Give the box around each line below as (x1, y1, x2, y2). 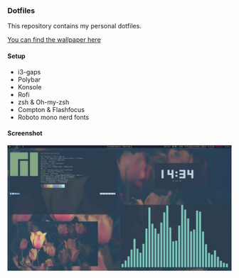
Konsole (17, 82, 42, 91)
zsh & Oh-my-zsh (17, 98, 70, 106)
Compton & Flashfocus (17, 105, 85, 113)
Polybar (17, 75, 41, 84)
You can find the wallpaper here (7, 35, 101, 44)
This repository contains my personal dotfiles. (7, 22, 142, 30)
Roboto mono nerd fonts (17, 113, 90, 121)
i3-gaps (17, 67, 41, 76)
